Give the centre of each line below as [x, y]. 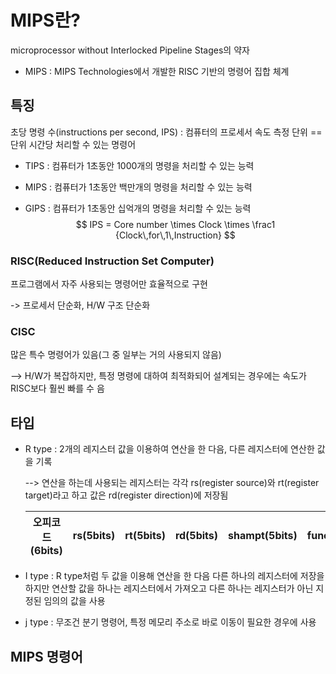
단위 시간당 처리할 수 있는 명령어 [73, 144]
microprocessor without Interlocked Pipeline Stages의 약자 [130, 50]
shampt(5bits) [263, 536]
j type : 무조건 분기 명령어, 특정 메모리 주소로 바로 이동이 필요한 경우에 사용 [170, 622]
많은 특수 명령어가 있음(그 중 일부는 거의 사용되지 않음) [116, 355]
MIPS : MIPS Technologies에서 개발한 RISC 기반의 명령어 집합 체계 [157, 71]
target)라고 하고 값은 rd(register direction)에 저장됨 [126, 495]
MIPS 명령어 [46, 656]
